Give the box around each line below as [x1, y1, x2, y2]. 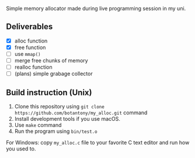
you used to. [6, 145, 36, 152]
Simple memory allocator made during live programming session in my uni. [6, 5, 186, 12]
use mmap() [14, 50, 41, 57]
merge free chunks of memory [14, 57, 89, 64]
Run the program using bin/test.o [14, 128, 97, 135]
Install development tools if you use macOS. [14, 115, 121, 122]
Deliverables [6, 22, 53, 31]
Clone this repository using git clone [14, 103, 105, 110]
